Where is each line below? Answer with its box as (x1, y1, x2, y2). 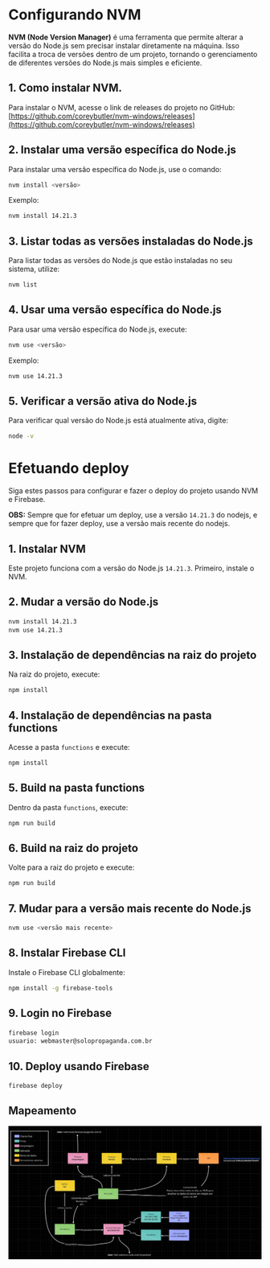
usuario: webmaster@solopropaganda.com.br (8, 1037, 153, 1045)
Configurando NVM (8, 6, 141, 24)
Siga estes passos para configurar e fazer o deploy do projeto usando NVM (8, 486, 259, 496)
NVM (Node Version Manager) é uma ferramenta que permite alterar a (8, 32, 243, 42)
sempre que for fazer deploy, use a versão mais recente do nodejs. (8, 519, 231, 529)
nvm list (8, 281, 38, 289)
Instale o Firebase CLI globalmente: (8, 967, 126, 977)
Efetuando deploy (8, 459, 130, 478)
